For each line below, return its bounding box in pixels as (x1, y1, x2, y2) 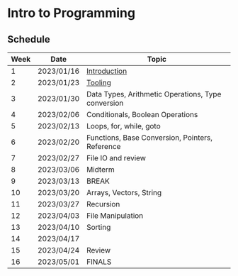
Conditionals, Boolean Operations (86, 110, 198, 119)
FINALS (86, 257, 112, 267)
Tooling (86, 78, 111, 87)
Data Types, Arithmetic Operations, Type (86, 89, 222, 99)
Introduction (86, 66, 127, 76)
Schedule (7, 33, 51, 45)
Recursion (86, 199, 120, 209)
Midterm (86, 165, 115, 175)
